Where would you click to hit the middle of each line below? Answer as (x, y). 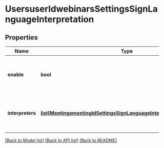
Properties (21, 37)
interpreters (22, 113)
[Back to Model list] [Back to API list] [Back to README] (61, 140)
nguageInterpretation (50, 19)
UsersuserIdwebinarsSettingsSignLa (81, 9)
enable (16, 74)
